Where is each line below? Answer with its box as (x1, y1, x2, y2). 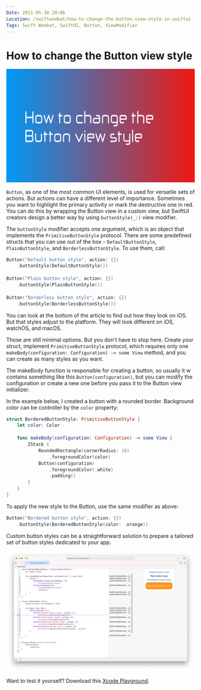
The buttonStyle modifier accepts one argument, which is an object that (6, 225, 184, 232)
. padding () (48, 473, 77, 479)
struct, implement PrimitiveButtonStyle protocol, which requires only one (6, 342, 188, 350)
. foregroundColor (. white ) (48, 467, 114, 473)
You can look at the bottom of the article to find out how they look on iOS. (6, 311, 187, 319)
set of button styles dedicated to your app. (6, 538, 112, 546)
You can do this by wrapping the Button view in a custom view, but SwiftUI (6, 207, 190, 214)
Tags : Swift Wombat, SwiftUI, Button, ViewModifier (6, 22, 138, 28)
